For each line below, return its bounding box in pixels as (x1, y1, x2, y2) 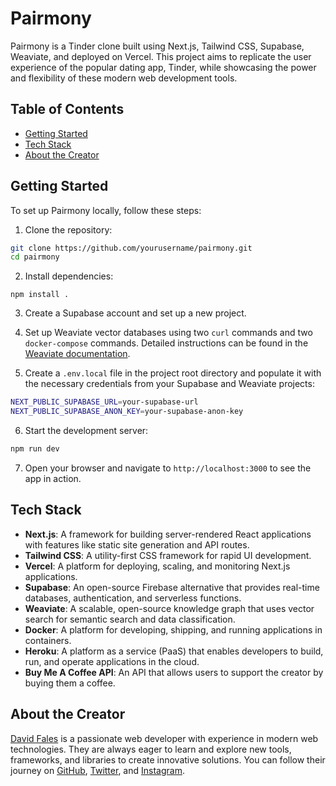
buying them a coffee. (24, 677, 116, 689)
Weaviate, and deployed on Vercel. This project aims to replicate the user (10, 50, 312, 62)
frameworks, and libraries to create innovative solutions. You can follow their (10, 753, 326, 766)
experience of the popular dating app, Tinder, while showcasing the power (10, 61, 317, 73)
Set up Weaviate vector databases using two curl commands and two (24, 327, 313, 339)
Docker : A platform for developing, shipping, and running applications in (24, 623, 323, 636)
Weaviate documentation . (24, 348, 131, 360)
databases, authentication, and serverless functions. (24, 592, 242, 604)
